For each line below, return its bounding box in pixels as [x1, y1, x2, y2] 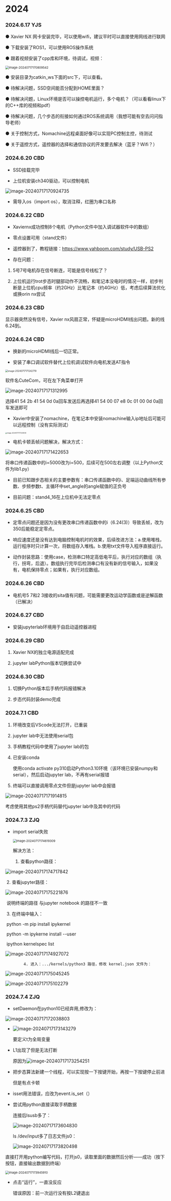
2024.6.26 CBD [5, 580, 45, 587]
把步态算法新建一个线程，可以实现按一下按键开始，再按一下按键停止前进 [12, 1069, 165, 1075]
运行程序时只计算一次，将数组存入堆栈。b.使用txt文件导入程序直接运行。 [12, 543, 166, 549]
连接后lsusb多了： [12, 1112, 51, 1119]
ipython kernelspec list [6, 941, 55, 947]
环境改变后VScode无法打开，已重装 [12, 722, 88, 728]
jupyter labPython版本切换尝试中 [12, 660, 82, 666]
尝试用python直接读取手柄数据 [12, 1101, 77, 1108]
